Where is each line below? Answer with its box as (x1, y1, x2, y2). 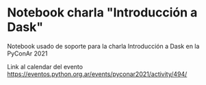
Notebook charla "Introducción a (7, 5, 198, 21)
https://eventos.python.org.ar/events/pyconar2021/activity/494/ (7, 70, 188, 78)
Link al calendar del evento (7, 62, 83, 71)
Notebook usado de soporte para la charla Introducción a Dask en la (7, 42, 200, 50)
